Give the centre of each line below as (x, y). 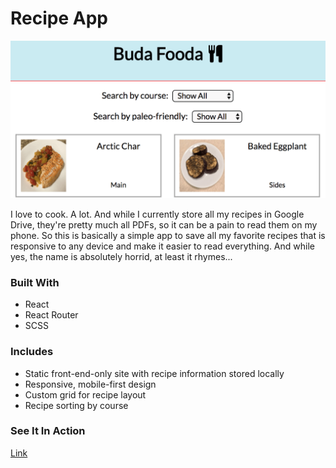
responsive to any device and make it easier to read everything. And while (162, 246)
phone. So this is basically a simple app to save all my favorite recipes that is (168, 235)
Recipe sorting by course (76, 405)
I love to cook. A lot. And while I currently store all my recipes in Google (157, 214)
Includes (32, 352)
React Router (51, 315)
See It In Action (48, 431)
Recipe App (59, 18)
